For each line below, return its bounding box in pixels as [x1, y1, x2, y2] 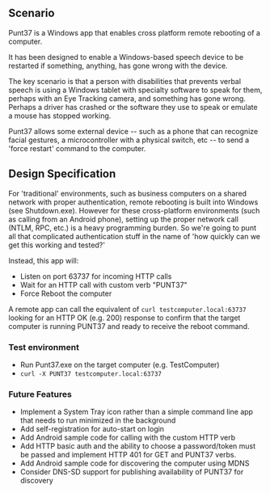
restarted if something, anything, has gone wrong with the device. [8, 61, 228, 70]
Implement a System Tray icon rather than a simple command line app [19, 407, 253, 417]
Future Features [8, 388, 73, 399]
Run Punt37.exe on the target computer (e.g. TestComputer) [19, 360, 220, 369]
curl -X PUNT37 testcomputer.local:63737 [19, 369, 162, 378]
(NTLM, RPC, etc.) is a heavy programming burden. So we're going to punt [8, 222, 257, 233]
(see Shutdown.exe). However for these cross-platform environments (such [8, 205, 260, 215]
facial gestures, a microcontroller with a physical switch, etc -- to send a [8, 135, 249, 145]
